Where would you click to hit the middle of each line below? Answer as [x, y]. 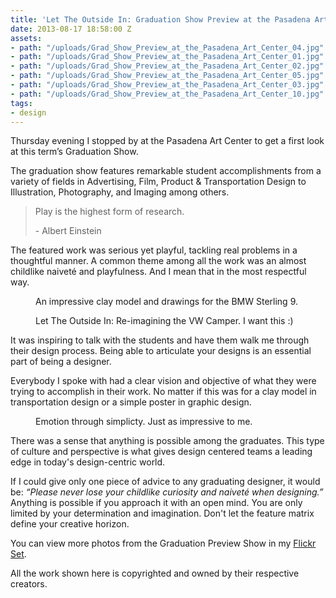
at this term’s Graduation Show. [74, 152]
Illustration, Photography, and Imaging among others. [120, 192]
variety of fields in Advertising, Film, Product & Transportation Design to [158, 182]
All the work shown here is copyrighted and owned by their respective [155, 573]
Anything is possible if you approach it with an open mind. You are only [156, 503]
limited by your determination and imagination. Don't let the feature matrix [162, 513]
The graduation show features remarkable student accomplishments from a [166, 171]
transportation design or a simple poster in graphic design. [131, 402]
